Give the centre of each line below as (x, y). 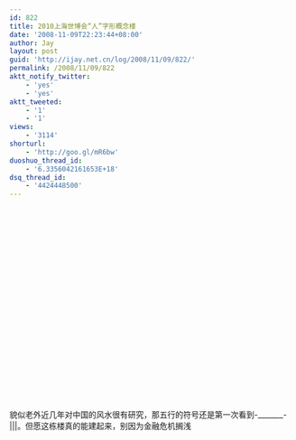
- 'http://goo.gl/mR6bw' (72, 152)
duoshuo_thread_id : (46, 160)
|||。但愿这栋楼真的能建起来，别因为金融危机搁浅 (100, 426)
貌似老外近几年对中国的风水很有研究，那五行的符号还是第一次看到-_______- (148, 415)
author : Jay (32, 43)
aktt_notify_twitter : (50, 77)
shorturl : (28, 144)
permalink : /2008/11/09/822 (62, 69)
